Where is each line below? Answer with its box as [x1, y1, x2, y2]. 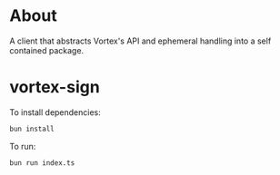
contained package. [9, 44, 85, 55]
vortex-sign [9, 77, 100, 98]
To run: [9, 141, 36, 151]
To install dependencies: [9, 106, 102, 118]
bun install [9, 124, 55, 133]
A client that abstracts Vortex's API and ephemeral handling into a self [9, 35, 272, 46]
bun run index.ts [9, 158, 75, 168]
